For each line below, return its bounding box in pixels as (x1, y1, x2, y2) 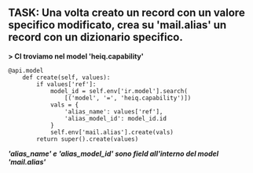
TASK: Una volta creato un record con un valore (8, 6, 245, 20)
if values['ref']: (36, 80, 97, 88)
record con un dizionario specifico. (8, 31, 183, 44)
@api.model (8, 67, 44, 74)
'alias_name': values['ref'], (64, 107, 163, 116)
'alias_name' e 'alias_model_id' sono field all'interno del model (8, 149, 219, 158)
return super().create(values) (36, 135, 139, 143)
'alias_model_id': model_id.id (64, 114, 167, 122)
